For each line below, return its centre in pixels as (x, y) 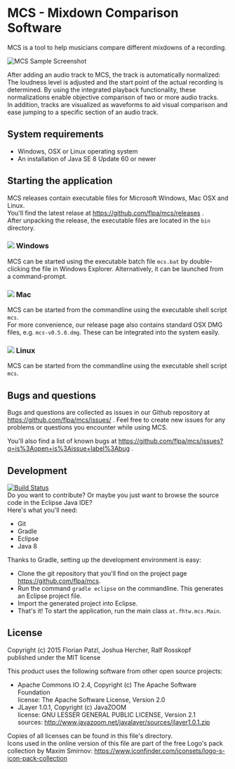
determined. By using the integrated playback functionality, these (102, 89)
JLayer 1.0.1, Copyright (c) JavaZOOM (72, 707)
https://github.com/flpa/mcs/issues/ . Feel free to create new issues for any (116, 420)
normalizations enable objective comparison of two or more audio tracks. (113, 97)
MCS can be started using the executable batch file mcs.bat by (98, 261)
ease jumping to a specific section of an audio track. (83, 112)
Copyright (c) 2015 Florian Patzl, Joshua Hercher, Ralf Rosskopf (99, 650)
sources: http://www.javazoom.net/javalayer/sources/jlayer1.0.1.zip (114, 722)
